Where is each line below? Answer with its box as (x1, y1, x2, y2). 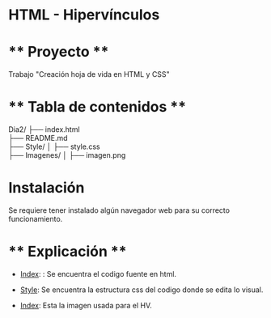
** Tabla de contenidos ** (8, 98, 187, 117)
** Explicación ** (8, 243, 127, 261)
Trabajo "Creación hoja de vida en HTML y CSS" (8, 70, 170, 79)
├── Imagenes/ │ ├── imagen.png (8, 151, 126, 160)
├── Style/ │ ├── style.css (8, 142, 100, 151)
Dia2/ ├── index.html (8, 125, 80, 134)
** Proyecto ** (8, 43, 109, 61)
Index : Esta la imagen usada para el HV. (19, 300, 152, 310)
